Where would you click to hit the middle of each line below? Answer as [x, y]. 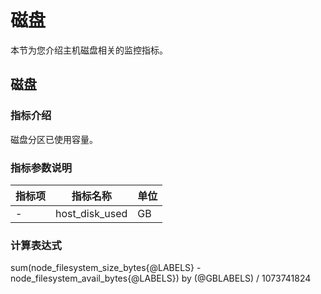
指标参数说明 [41, 168]
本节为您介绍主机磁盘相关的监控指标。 [89, 50]
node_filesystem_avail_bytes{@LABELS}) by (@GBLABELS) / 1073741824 [161, 278]
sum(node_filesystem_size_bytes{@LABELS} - [106, 268]
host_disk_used [91, 213]
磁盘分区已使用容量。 [54, 139]
